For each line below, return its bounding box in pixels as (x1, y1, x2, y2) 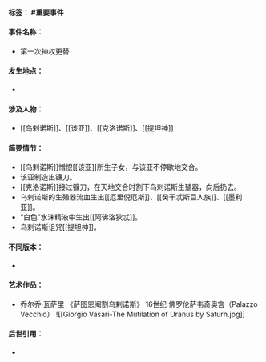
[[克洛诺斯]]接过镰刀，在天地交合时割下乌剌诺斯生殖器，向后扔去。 (19, 183, 242, 192)
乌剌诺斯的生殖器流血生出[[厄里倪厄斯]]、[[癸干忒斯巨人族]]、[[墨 (19, 192, 236, 202)
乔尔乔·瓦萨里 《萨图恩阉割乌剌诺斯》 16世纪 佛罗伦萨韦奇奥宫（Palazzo (19, 299, 258, 308)
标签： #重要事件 (8, 7, 64, 17)
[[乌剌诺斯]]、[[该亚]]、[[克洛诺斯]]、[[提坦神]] (19, 123, 174, 133)
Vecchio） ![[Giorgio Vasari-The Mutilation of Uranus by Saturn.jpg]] (19, 309, 246, 319)
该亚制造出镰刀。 (19, 172, 77, 182)
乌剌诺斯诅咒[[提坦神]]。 (19, 223, 102, 232)
